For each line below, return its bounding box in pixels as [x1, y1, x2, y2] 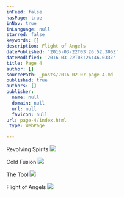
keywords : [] [6, 37, 40, 43]
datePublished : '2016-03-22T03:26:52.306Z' [6, 49, 119, 55]
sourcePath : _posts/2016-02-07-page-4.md [6, 72, 114, 78]
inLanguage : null [6, 26, 51, 32]
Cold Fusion [6, 158, 37, 166]
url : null [12, 105, 37, 112]
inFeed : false [6, 9, 43, 15]
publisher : [6, 89, 34, 95]
